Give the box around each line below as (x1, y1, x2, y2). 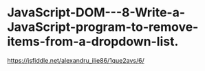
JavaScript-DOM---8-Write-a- (7, 5, 186, 20)
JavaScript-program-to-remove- (7, 19, 199, 35)
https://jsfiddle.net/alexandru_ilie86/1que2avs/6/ (7, 56, 144, 64)
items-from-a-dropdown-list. (7, 34, 179, 49)
